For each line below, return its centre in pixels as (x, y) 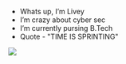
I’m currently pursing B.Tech (66, 28)
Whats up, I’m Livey (52, 11)
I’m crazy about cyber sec (63, 20)
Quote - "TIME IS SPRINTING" (69, 36)
